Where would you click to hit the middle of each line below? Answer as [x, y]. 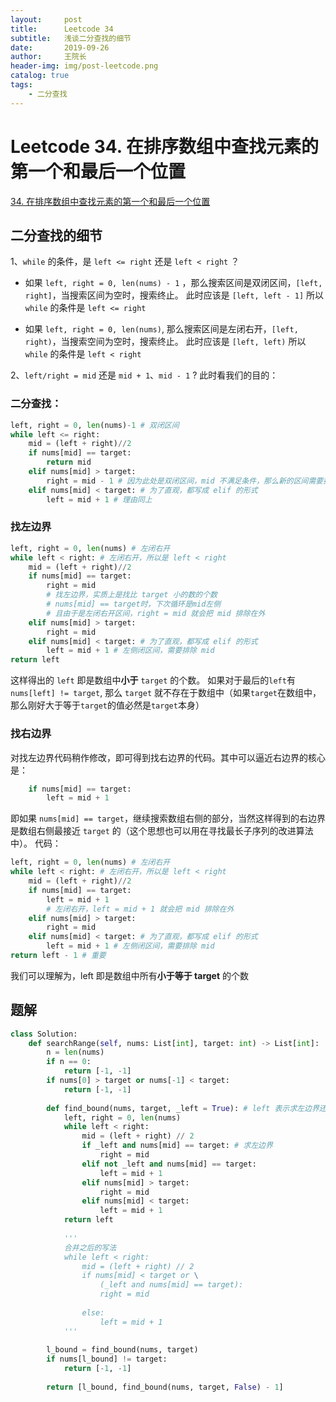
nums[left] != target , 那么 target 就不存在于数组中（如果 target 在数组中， [166, 693]
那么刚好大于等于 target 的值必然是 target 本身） [107, 705]
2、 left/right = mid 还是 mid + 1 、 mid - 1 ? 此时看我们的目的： [144, 375]
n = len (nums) [75, 1052]
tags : [21, 85]
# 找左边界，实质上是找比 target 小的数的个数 [132, 595]
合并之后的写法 [90, 1247]
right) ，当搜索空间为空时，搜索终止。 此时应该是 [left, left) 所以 [165, 342]
